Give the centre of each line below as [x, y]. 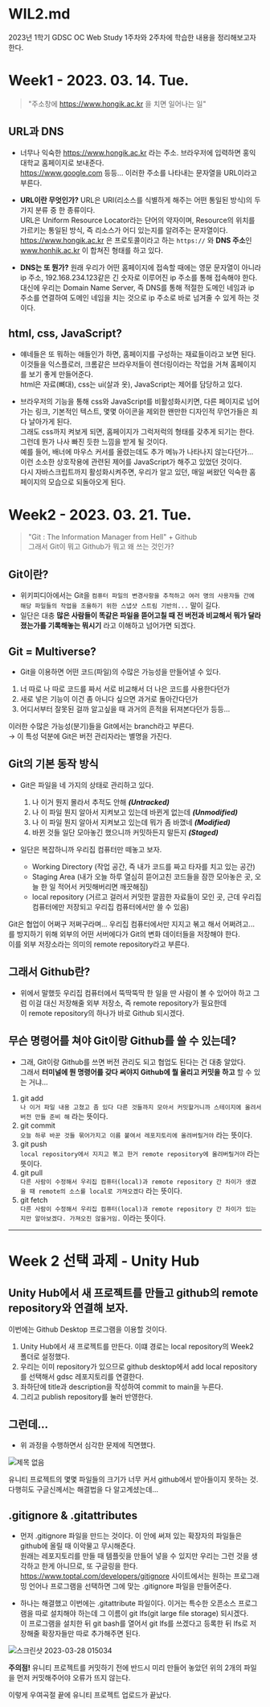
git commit [38, 1125]
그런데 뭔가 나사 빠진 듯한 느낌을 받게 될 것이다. [94, 441]
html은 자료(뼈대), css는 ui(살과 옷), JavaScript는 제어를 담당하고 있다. [131, 384]
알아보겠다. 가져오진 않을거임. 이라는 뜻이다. [100, 1218]
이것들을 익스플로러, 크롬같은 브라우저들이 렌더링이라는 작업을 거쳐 [124, 364]
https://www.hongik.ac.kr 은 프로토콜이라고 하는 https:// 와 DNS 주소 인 [136, 240]
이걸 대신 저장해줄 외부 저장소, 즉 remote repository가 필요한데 [128, 1003]
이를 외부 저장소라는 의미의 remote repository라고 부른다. [99, 944]
